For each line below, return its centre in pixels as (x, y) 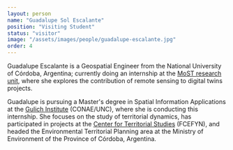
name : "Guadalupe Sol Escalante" (56, 20)
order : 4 (20, 46)
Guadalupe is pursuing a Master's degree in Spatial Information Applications (117, 102)
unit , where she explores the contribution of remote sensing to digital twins (115, 81)
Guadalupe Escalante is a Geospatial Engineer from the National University (114, 66)
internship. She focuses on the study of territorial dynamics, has (99, 117)
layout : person (29, 14)
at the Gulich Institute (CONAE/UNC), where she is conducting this (103, 109)
